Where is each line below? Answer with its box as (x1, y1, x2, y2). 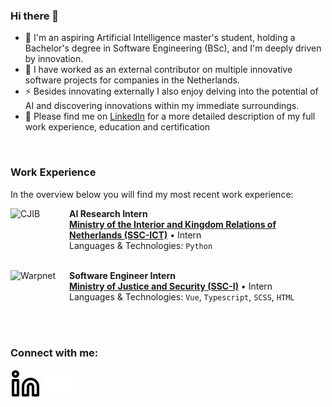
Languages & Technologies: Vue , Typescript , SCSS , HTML (69, 290, 295, 303)
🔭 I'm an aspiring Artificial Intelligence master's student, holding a (24, 32, 296, 44)
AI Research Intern (69, 207, 148, 219)
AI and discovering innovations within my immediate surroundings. (24, 100, 300, 112)
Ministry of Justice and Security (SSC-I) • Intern (69, 280, 273, 292)
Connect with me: (10, 345, 99, 359)
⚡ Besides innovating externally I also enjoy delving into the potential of (24, 85, 319, 98)
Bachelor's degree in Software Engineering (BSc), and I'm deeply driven (24, 42, 322, 54)
